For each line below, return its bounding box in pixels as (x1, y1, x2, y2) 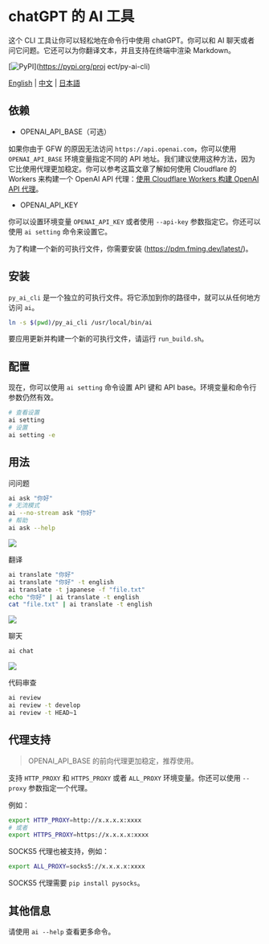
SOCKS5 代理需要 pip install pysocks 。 (8, 878, 145, 888)
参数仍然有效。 (8, 393, 58, 403)
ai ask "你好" (8, 494, 54, 502)
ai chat (8, 648, 35, 656)
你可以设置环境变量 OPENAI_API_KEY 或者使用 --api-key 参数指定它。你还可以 (8, 216, 261, 226)
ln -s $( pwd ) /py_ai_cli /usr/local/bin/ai (8, 318, 153, 326)
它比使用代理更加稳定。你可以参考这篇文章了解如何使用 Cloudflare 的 (8, 164, 237, 174)
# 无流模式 (8, 501, 40, 510)
